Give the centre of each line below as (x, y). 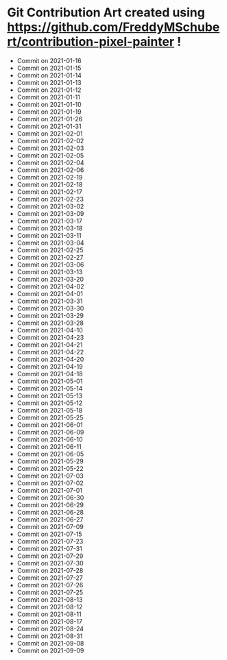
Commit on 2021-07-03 (50, 476)
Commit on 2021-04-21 (50, 345)
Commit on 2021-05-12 (50, 403)
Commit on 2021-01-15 (49, 68)
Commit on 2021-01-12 (49, 90)
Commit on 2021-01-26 (50, 119)
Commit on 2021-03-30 (50, 308)
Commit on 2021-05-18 (50, 410)
